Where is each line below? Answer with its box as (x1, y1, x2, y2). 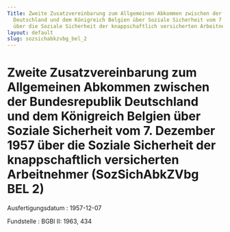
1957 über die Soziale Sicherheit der (7, 138, 216, 153)
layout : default (7, 29, 53, 36)
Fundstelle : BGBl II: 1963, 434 (7, 217, 92, 226)
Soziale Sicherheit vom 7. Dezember (7, 123, 216, 139)
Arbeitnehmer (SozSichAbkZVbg (7, 167, 199, 182)
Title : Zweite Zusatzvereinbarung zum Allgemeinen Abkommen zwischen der (7, 10, 222, 17)
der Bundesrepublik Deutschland (7, 94, 199, 109)
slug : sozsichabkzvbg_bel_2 (7, 36, 88, 42)
